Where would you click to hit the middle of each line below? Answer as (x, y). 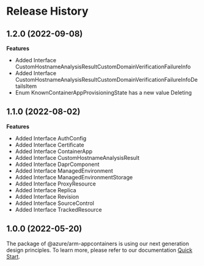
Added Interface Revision (47, 196)
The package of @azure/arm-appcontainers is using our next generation (98, 243)
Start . (13, 256)
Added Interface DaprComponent (57, 164)
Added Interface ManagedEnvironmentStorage (74, 177)
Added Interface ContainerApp (54, 151)
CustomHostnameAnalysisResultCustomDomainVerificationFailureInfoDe (106, 80)
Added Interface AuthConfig (51, 138)
